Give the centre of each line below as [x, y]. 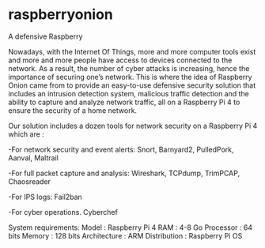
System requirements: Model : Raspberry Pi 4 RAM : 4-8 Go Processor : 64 [131, 227]
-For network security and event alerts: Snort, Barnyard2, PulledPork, [121, 149]
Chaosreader [30, 181]
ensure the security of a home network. [72, 110]
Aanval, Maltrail [34, 158]
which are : [26, 134]
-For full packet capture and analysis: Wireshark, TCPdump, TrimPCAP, [124, 173]
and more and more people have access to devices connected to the [120, 60]
